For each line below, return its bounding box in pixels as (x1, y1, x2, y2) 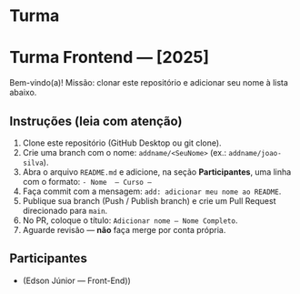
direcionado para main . (22, 205, 108, 216)
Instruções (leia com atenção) (9, 113, 183, 128)
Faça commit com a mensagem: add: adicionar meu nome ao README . (22, 186, 282, 197)
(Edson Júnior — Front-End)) (22, 275, 132, 286)
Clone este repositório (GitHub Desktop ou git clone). (22, 137, 222, 148)
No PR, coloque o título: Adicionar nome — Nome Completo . (22, 215, 238, 226)
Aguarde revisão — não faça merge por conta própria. (22, 224, 226, 235)
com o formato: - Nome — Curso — (22, 176, 153, 187)
